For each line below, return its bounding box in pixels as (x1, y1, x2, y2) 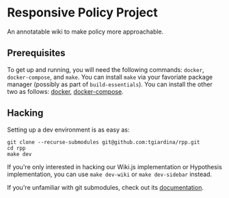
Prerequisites (7, 47, 66, 59)
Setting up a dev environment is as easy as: (7, 125, 130, 134)
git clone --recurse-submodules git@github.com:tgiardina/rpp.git (7, 138, 200, 145)
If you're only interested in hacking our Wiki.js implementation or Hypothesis (7, 162, 222, 171)
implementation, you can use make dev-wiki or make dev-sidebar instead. (7, 170, 213, 178)
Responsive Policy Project (7, 5, 159, 21)
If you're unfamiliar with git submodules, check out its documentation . (7, 183, 204, 191)
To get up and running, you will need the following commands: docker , (7, 65, 204, 73)
